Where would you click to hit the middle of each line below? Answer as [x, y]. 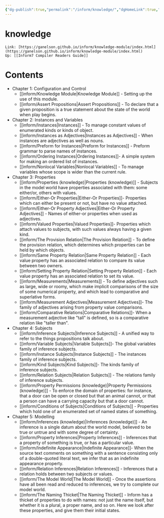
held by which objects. [42, 250]
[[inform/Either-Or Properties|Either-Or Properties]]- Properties [83, 198]
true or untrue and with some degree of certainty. [69, 432]
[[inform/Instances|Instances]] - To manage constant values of [83, 125]
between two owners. [41, 266]
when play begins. [38, 114]
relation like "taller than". [44, 323]
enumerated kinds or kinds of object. [56, 130]
